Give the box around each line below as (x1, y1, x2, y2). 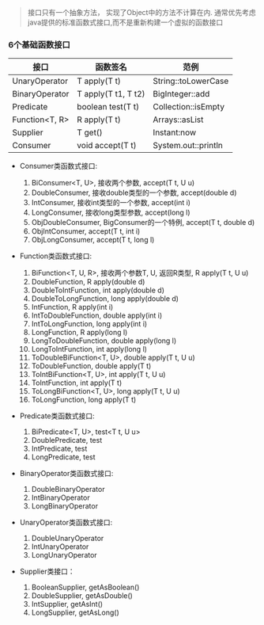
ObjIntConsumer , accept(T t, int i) (31, 227, 141, 236)
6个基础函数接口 (8, 39, 71, 50)
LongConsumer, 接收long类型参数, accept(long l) (31, 208, 191, 217)
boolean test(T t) (77, 101, 140, 112)
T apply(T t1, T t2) (77, 89, 145, 100)
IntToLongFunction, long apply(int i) (31, 319, 148, 329)
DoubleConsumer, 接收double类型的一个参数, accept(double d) (31, 188, 237, 197)
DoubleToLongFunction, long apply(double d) (31, 294, 179, 303)
